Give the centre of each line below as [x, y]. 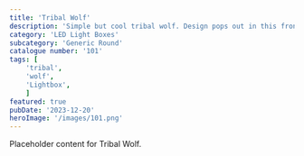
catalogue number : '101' [56, 51]
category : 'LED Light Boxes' [64, 34]
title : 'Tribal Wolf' [50, 18]
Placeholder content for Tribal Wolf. [76, 144]
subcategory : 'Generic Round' [66, 43]
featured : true [38, 101]
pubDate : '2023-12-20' [52, 110]
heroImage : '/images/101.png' [66, 118]
